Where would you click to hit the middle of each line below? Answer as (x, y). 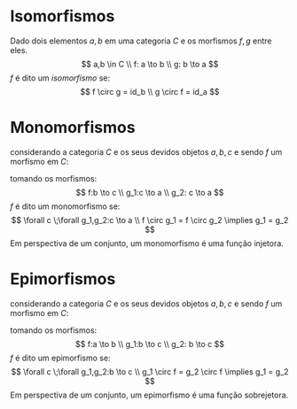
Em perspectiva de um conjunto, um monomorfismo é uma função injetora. (147, 243)
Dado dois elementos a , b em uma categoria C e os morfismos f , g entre (141, 41)
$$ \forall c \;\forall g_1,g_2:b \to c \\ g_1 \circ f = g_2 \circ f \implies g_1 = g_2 (150, 371)
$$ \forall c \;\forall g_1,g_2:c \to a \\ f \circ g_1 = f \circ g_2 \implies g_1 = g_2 (150, 220)
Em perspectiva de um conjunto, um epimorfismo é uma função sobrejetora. (149, 395)
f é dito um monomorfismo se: (65, 206)
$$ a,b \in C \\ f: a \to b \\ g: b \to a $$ (150, 64)
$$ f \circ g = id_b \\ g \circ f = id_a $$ (150, 91)
